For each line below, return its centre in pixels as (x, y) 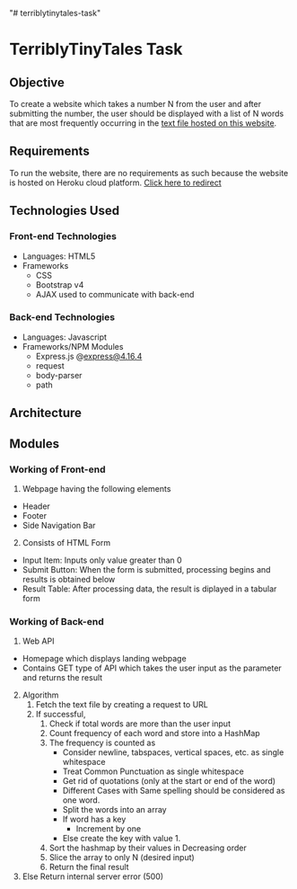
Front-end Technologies (63, 236)
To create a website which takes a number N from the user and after (135, 104)
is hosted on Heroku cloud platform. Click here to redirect (115, 182)
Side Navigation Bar (59, 525)
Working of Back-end (57, 621)
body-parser (59, 375)
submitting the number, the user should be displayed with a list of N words (147, 113)
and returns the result (62, 678)
